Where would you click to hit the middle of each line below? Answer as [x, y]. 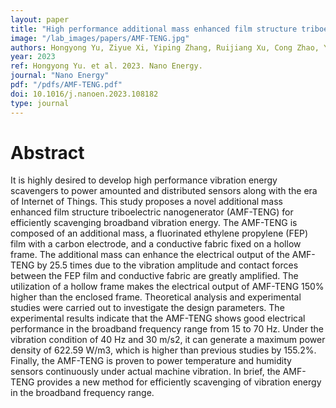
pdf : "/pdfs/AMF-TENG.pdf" [66, 85]
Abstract [47, 152]
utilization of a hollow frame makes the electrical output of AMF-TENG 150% [167, 287]
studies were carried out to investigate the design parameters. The [147, 308]
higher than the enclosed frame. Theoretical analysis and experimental [156, 297]
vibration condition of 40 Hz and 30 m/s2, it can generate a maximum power [168, 340]
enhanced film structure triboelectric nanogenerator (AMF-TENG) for [152, 212]
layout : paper [40, 19]
